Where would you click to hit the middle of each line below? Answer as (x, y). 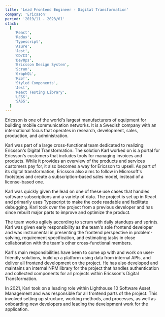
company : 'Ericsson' (26, 14)
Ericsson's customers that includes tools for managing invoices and (74, 156)
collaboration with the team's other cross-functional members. (68, 243)
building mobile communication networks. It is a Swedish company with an (81, 125)
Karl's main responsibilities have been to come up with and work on (74, 252)
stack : (12, 23)
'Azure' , (23, 46)
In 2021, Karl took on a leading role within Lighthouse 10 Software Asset (78, 288)
